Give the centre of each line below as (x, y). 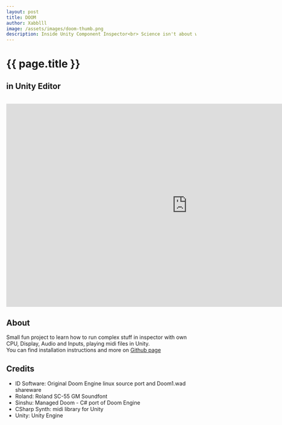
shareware (28, 389)
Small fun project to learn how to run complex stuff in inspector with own (96, 337)
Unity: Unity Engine (39, 415)
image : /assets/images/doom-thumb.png (55, 29)
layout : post (23, 12)
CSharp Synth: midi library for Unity (59, 409)
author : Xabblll (27, 23)
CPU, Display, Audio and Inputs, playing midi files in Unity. (78, 343)
